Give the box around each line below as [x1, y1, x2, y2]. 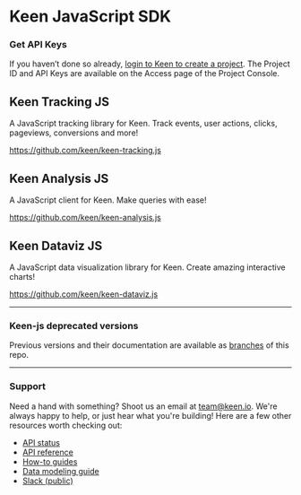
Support [9, 380, 47, 393]
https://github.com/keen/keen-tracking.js [9, 145, 161, 156]
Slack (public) [21, 475, 73, 486]
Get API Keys [9, 39, 67, 51]
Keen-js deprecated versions [9, 319, 139, 332]
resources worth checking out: [9, 420, 123, 430]
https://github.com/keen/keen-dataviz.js [9, 289, 159, 300]
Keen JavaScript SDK [9, 6, 172, 27]
